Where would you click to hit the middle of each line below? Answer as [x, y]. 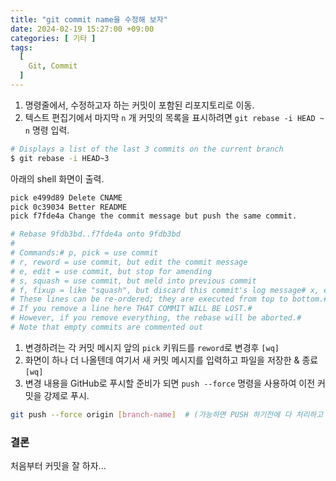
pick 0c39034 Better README [69, 207]
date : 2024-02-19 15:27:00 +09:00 [82, 29]
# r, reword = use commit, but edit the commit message [129, 262]
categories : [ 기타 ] [53, 38]
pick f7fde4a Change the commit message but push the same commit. [154, 216]
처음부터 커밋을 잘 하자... [58, 466]
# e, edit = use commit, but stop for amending [111, 271]
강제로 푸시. [66, 395]
